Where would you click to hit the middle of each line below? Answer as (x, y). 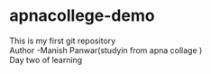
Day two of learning (46, 60)
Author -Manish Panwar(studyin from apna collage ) (106, 50)
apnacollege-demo (82, 16)
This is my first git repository (63, 41)
